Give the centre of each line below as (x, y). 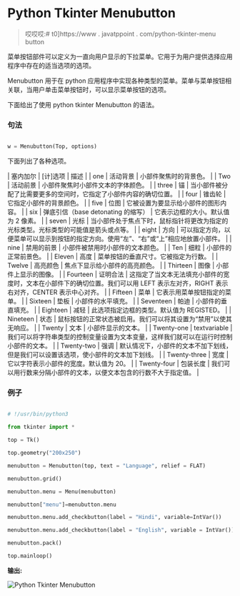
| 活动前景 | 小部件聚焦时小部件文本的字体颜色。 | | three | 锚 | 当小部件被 (115, 185)
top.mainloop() (30, 556)
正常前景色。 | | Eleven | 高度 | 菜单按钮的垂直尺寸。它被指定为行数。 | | (113, 257)
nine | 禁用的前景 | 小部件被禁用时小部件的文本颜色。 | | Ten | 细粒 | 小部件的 (120, 248)
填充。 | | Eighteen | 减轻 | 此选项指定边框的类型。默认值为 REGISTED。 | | (122, 310)
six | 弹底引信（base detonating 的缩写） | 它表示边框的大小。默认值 (130, 212)
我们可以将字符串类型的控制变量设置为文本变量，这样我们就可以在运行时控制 (120, 337)
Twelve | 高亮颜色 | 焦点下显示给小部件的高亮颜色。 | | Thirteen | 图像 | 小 (115, 266)
